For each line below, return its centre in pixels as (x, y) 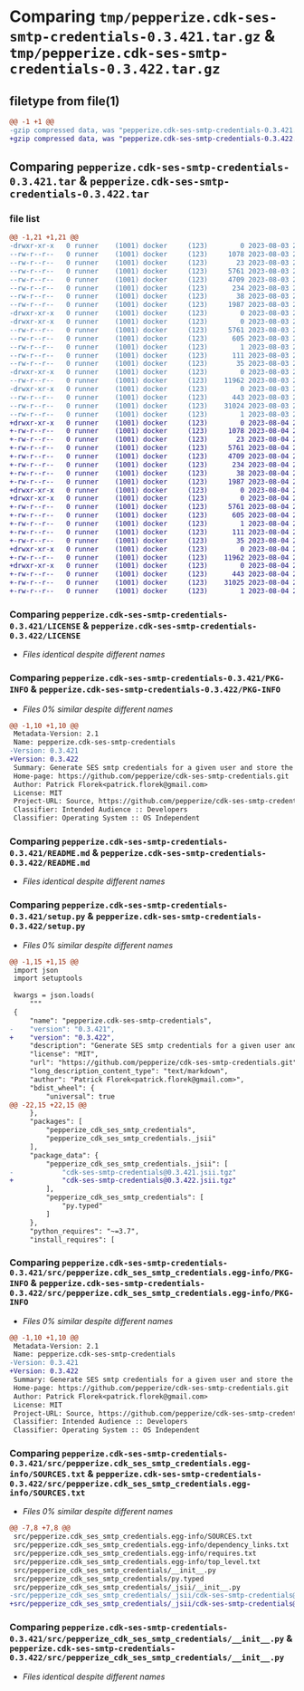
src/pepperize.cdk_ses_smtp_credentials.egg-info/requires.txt (135, 1554)
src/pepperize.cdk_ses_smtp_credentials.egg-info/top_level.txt (137, 1561)
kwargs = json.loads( (54, 995)
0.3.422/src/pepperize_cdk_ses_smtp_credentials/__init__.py (147, 1658)
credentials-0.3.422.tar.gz (115, 69)
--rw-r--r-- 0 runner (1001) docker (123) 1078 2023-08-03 (149, 255)
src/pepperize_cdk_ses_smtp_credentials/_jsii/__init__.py (127, 1587)
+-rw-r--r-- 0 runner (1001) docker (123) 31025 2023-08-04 (149, 583)
